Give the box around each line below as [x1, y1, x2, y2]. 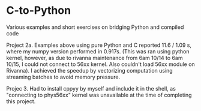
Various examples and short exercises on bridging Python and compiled [6, 23, 184, 31]
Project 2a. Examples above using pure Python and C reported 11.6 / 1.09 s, [6, 41, 192, 49]
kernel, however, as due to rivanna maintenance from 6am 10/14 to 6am [6, 54, 183, 61]
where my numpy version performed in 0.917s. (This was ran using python [6, 47, 190, 55]
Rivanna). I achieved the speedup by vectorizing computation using [6, 67, 173, 74]
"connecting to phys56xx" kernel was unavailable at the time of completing [6, 91, 192, 98]
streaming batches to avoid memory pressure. [6, 73, 121, 80]
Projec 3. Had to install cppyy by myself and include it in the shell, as [6, 85, 176, 92]
